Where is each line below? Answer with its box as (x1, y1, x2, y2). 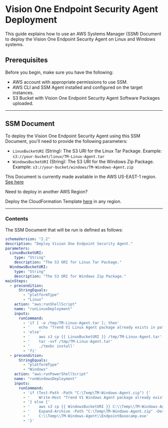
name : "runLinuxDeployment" (14, 306, 72, 311)
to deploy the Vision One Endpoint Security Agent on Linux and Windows (5, 36, 156, 42)
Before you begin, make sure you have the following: (5, 69, 113, 75)
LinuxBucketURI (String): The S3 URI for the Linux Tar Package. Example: (12, 148, 162, 154)
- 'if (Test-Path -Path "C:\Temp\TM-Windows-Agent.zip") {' (23, 390, 151, 395)
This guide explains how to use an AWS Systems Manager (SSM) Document (5, 31, 161, 37)
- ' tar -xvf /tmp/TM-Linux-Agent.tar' (23, 339, 113, 344)
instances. (12, 89, 34, 96)
